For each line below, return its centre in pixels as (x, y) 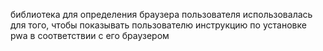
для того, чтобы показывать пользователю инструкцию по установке (158, 25)
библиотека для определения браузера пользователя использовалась (161, 14)
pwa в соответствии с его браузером (90, 35)
